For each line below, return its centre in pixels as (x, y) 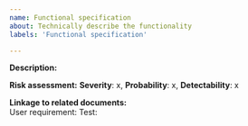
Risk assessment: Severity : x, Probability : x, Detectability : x (124, 85)
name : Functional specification (70, 18)
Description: (33, 67)
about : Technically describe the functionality (101, 26)
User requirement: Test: (53, 112)
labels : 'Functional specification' (78, 34)
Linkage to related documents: (68, 103)
